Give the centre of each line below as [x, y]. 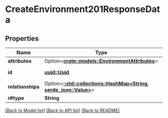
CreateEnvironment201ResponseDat [83, 9]
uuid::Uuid [57, 72]
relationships [24, 87]
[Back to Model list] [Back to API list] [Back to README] [62, 110]
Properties [22, 38]
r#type [16, 98]
